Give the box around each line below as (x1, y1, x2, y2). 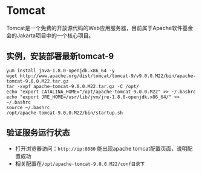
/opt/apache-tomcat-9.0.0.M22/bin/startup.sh (6, 110, 123, 116)
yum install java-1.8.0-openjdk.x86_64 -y (6, 68, 115, 74)
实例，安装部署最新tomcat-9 (6, 51, 114, 61)
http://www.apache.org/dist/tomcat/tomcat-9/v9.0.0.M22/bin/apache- (19, 73, 197, 79)
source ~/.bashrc (6, 104, 50, 110)
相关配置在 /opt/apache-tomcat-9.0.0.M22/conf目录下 (15, 160, 145, 167)
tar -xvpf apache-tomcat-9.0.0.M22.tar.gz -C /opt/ (6, 83, 139, 89)
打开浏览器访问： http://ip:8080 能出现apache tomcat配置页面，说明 (15, 145, 187, 152)
